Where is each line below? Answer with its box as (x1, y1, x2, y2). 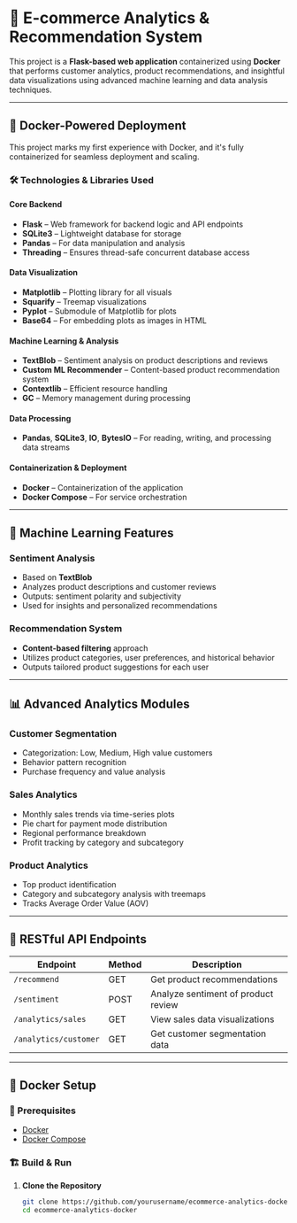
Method (108, 958, 142, 971)
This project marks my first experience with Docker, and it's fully (9, 142, 245, 152)
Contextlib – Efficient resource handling (21, 383, 168, 394)
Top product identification (21, 879, 117, 889)
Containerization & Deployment (9, 462, 127, 473)
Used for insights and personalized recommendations (21, 600, 218, 611)
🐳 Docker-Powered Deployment (9, 119, 187, 134)
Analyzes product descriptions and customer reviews (21, 582, 217, 592)
